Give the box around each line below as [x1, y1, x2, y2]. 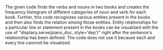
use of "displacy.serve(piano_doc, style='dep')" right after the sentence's [5, 30, 152, 35]
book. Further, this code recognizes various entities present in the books [5, 14, 150, 20]
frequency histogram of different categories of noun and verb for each [5, 9, 146, 15]
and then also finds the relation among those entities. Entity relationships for [5, 19, 158, 25]
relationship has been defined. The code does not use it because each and [5, 35, 155, 40]
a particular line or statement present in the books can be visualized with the [5, 25, 159, 30]
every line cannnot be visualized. [5, 40, 72, 45]
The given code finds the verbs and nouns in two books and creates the [5, 4, 149, 10]
